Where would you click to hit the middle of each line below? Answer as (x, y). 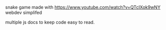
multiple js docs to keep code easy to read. (50, 22)
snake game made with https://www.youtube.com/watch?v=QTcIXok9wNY (83, 7)
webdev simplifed (24, 12)
